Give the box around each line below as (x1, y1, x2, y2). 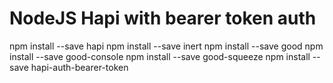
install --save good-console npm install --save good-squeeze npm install (9, 50, 311, 62)
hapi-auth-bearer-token (30, 61, 129, 73)
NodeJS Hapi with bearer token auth (9, 7, 317, 30)
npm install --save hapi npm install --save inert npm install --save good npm (9, 40, 324, 52)
